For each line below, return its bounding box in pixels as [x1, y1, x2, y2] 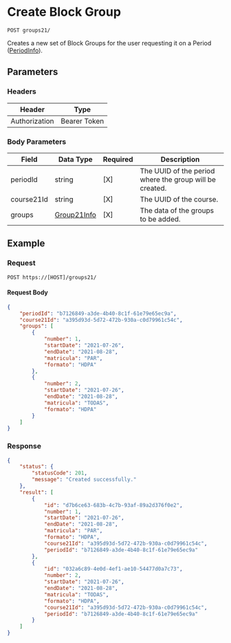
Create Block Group [7, 4, 122, 20]
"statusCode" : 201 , [32, 470, 88, 477]
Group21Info [54, 210, 96, 219]
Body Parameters [7, 137, 67, 146]
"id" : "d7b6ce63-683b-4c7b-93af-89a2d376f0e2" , [43, 501, 184, 509]
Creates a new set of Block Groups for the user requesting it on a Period [7, 39, 212, 47]
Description [160, 154, 200, 164]
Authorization [10, 116, 54, 126]
